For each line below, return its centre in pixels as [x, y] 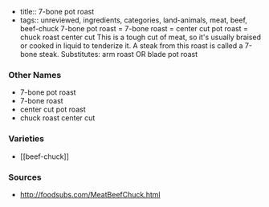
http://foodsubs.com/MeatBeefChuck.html [90, 194]
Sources [25, 177]
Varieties [26, 139]
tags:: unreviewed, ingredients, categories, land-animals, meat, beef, [133, 20]
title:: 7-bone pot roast [57, 12]
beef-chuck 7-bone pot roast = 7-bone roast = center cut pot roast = [134, 28]
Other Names [35, 75]
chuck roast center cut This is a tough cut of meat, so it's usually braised [140, 37]
